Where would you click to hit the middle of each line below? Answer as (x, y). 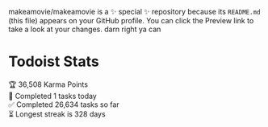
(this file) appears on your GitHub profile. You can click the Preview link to (131, 20)
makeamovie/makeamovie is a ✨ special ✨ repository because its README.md (134, 12)
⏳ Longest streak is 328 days (57, 114)
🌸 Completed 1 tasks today (52, 96)
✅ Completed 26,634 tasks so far (64, 104)
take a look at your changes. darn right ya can (85, 29)
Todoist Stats (54, 61)
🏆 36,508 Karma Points (48, 84)
